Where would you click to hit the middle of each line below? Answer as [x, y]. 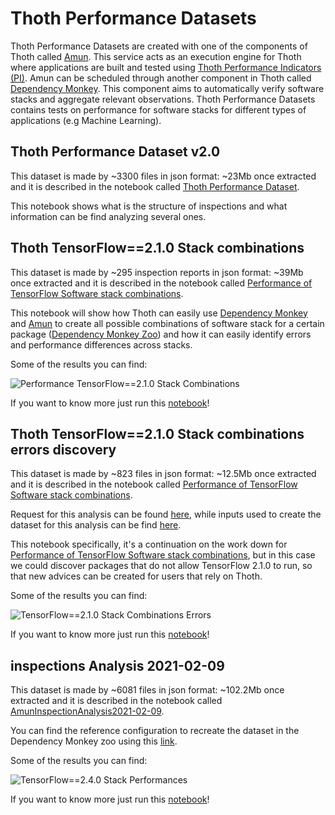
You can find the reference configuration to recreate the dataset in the [155, 731]
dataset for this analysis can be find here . [96, 525]
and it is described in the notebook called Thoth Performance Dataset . [155, 186]
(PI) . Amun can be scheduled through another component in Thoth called [161, 78]
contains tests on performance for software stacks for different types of [158, 109]
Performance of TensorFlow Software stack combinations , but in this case [163, 555]
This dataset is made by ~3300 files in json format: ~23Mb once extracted [163, 176]
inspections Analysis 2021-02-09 [117, 665]
